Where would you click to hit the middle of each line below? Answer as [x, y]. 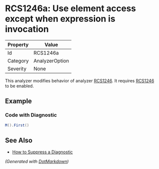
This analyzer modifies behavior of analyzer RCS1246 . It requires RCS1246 [80, 80]
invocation [27, 29]
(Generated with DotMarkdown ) [37, 162]
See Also [19, 140]
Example [18, 101]
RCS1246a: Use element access [71, 9]
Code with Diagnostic [31, 115]
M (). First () [17, 125]
